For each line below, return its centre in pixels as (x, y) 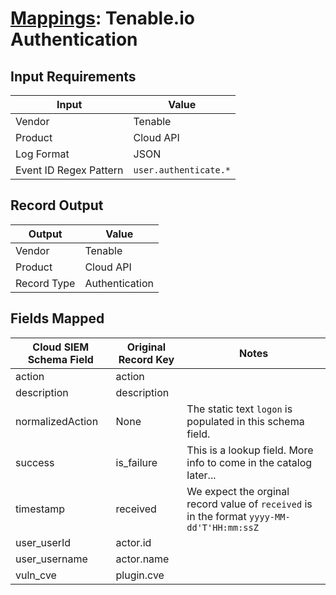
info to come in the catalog (249, 462)
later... (201, 475)
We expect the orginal (238, 491)
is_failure (136, 462)
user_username (51, 559)
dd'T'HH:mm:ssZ (222, 527)
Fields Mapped (57, 318)
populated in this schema (245, 421)
